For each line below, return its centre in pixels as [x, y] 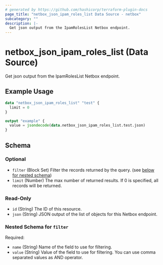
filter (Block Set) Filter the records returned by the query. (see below [83, 170]
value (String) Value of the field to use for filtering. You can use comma [84, 252]
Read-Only [18, 198]
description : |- [22, 23]
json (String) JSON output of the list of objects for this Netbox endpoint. [85, 214]
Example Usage [29, 92]
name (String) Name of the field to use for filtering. [62, 247]
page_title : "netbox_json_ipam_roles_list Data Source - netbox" [73, 14]
